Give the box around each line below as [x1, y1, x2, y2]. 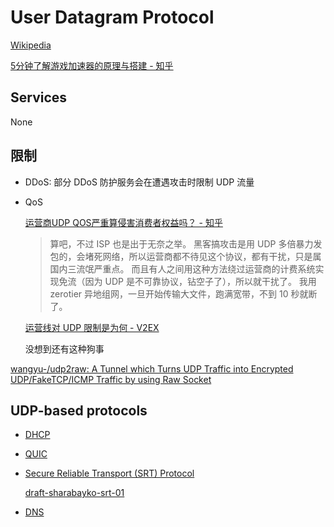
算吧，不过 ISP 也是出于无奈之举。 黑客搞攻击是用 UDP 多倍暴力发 [49, 237, 323, 250]
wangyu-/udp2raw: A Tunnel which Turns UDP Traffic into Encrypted [10, 362, 294, 375]
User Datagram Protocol [10, 6, 215, 29]
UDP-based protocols [10, 402, 148, 419]
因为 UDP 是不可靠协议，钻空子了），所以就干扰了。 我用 [84, 275, 317, 287]
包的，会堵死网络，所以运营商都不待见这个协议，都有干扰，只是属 [49, 250, 322, 262]
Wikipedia [10, 39, 52, 51]
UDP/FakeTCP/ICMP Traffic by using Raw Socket [10, 373, 212, 385]
